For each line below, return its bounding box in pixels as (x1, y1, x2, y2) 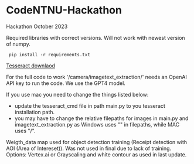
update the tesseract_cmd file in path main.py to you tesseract (14, 102, 166, 109)
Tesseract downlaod (6, 62, 56, 69)
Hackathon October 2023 (6, 23, 68, 30)
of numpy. (6, 40, 30, 47)
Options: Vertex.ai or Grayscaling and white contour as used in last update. (6, 151, 187, 158)
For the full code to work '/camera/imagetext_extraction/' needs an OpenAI (6, 73, 188, 80)
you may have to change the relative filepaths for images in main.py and (14, 115, 189, 122)
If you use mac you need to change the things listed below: (6, 91, 149, 98)
